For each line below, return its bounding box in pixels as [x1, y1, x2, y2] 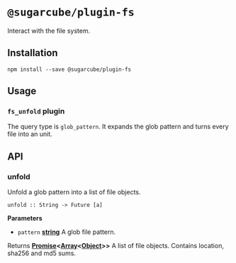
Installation [7, 47, 58, 59]
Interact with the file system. [7, 26, 91, 35]
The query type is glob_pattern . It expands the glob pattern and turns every [7, 123, 229, 131]
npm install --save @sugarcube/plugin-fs [7, 66, 132, 73]
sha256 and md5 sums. [7, 249, 77, 257]
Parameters [7, 214, 43, 223]
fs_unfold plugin [7, 106, 65, 116]
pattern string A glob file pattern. [17, 228, 116, 236]
